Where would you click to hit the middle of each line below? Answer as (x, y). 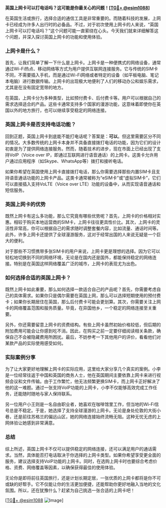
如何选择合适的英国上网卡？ (38, 278)
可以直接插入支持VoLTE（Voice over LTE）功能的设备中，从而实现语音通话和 (83, 184)
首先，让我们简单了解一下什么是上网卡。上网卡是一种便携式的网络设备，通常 (83, 63)
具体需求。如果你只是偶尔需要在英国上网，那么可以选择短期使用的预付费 (87, 296)
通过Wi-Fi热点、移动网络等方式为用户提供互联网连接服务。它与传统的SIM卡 (82, 69)
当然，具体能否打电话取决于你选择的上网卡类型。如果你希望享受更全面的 (87, 455)
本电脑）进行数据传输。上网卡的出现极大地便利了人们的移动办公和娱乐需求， (83, 81)
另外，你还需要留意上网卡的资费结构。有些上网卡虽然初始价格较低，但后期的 (83, 325)
